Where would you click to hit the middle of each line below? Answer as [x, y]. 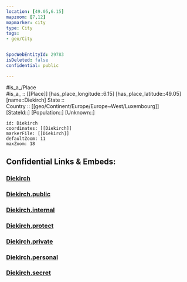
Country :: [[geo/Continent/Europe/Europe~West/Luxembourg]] [83, 106]
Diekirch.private [30, 241]
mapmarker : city [26, 22]
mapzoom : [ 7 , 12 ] [26, 17]
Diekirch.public [28, 194]
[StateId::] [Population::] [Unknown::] [50, 112]
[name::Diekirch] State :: [35, 100]
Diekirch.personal [32, 257]
